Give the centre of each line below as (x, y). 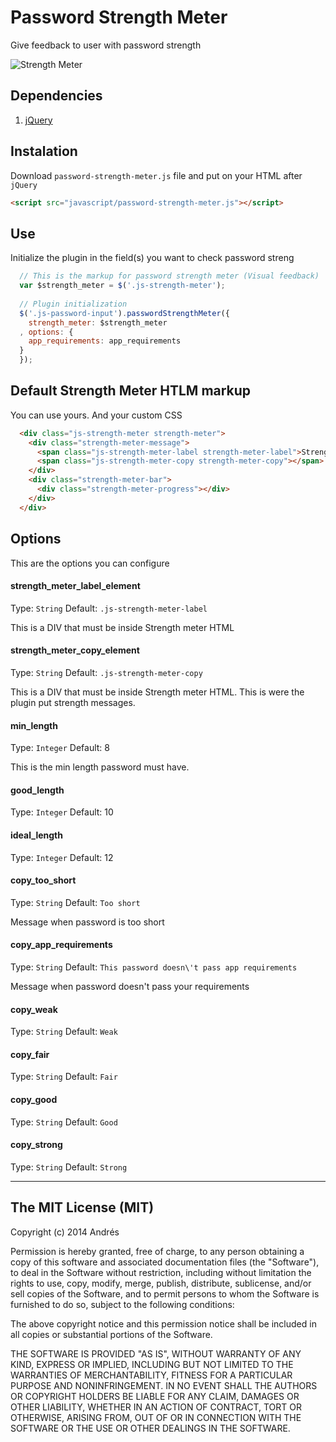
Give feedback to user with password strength (106, 45)
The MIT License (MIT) (82, 1207)
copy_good (34, 1099)
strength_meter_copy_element (75, 650)
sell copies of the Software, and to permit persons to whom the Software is (165, 1293)
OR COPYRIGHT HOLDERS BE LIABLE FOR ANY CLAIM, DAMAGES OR (155, 1396)
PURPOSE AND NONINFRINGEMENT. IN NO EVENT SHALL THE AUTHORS (164, 1385)
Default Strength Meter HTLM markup (131, 391)
